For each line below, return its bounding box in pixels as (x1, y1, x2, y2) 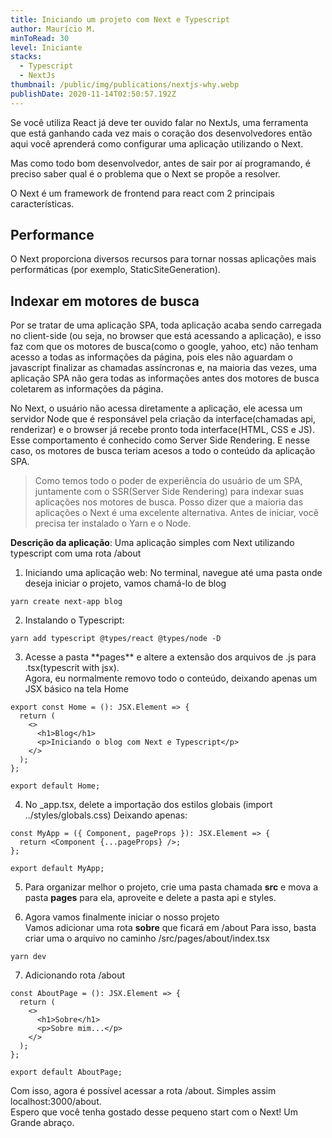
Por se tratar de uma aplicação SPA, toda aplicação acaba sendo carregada (10, 319, 322, 331)
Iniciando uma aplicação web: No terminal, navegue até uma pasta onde (24, 567, 323, 579)
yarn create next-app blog (10, 597, 123, 607)
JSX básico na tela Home (24, 683, 129, 695)
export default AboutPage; (10, 1067, 123, 1078)
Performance (10, 227, 95, 244)
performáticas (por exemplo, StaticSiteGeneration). (10, 264, 221, 276)
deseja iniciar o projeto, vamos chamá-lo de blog (24, 577, 227, 590)
